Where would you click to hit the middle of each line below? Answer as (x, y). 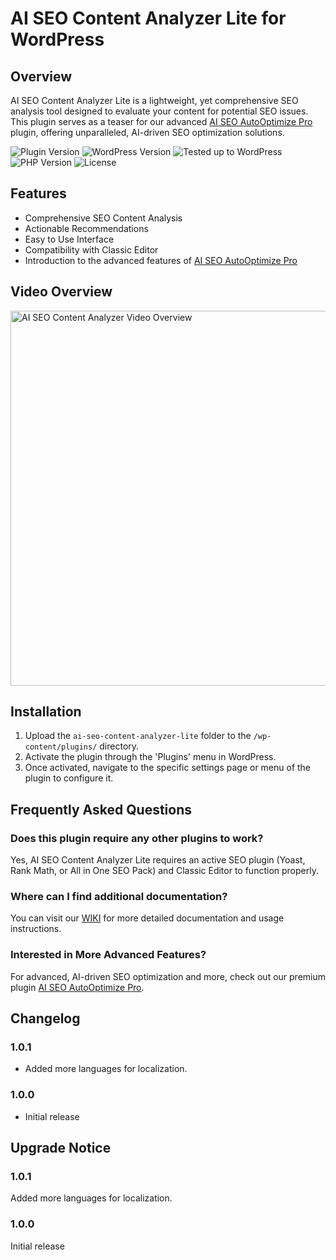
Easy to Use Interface (69, 239)
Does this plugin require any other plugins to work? (137, 838)
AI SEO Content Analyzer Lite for (148, 18)
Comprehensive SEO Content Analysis (103, 218)
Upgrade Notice (61, 1148)
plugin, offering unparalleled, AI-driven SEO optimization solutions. (147, 132)
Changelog (45, 1018)
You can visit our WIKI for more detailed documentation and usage (147, 918)
